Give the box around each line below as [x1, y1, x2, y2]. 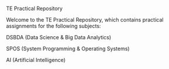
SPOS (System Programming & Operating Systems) [6, 45, 130, 52]
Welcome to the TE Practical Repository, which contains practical [6, 16, 164, 23]
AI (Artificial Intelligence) [6, 57, 66, 63]
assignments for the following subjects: [6, 23, 102, 29]
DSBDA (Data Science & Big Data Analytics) [6, 34, 111, 40]
